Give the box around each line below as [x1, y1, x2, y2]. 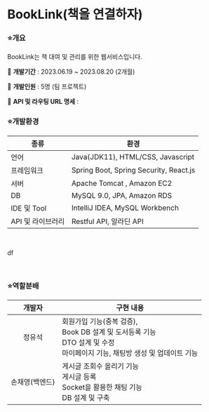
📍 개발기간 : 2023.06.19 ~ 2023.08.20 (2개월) [7, 67, 135, 76]
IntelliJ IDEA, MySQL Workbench [71, 203, 179, 213]
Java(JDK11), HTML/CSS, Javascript [71, 152, 195, 161]
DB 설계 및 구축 [62, 393, 110, 403]
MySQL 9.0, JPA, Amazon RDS [71, 190, 173, 200]
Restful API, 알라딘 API [71, 216, 144, 226]
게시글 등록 [62, 372, 97, 382]
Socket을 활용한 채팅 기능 [62, 383, 142, 392]
